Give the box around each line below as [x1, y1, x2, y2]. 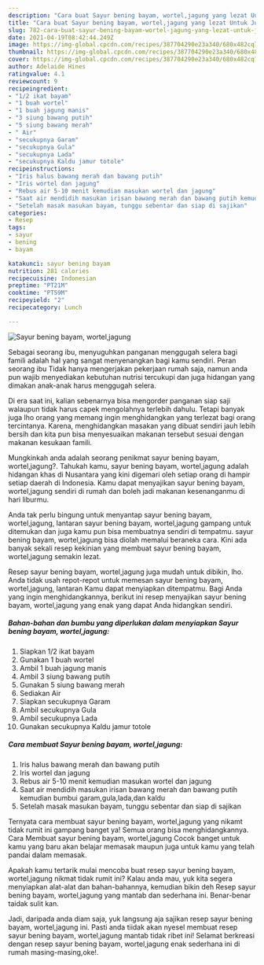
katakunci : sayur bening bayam [8, 260, 111, 267]
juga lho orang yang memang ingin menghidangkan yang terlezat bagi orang [8, 412, 255, 422]
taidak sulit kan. [8, 898, 59, 908]
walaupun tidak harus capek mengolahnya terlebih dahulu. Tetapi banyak [8, 404, 245, 414]
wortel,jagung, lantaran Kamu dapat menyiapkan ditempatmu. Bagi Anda [8, 584, 243, 593]
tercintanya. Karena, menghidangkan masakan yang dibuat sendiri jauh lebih [8, 421, 255, 430]
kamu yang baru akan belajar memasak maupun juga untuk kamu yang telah [8, 842, 255, 851]
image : [8, 41, 30, 49]
